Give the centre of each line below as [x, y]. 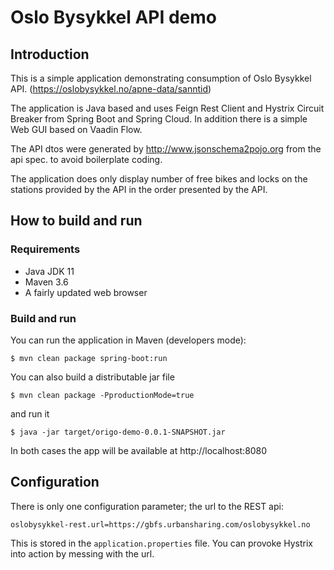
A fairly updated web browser [86, 292]
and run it [30, 413]
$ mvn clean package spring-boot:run [89, 358]
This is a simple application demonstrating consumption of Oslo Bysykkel [161, 78]
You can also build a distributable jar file [92, 377]
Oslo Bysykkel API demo [113, 17]
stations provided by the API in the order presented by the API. [139, 189]
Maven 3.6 [46, 282]
